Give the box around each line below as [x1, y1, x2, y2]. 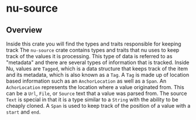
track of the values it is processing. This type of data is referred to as [6, 53, 173, 59]
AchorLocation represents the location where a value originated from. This [6, 84, 184, 90]
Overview [6, 25, 43, 35]
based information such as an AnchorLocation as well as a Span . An [6, 77, 167, 84]
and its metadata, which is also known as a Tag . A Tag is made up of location [6, 72, 190, 78]
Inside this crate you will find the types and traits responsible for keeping [6, 40, 181, 47]
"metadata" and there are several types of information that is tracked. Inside [6, 59, 190, 66]
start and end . [6, 108, 41, 115]
